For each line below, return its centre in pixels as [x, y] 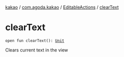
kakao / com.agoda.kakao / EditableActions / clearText [62, 7]
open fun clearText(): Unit [35, 40]
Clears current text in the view [37, 50]
